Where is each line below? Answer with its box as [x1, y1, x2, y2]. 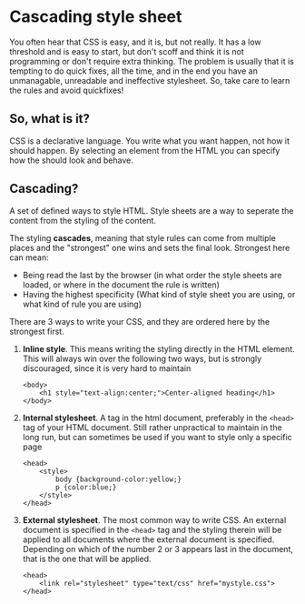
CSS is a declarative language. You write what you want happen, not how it [9, 135, 290, 146]
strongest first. [9, 326, 65, 337]
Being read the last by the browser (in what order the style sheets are [22, 269, 282, 280]
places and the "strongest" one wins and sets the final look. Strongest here [9, 242, 290, 253]
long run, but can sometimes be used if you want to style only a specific [22, 431, 292, 442]
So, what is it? [9, 111, 91, 126]
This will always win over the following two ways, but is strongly [22, 353, 262, 364]
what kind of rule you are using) [22, 298, 143, 309]
